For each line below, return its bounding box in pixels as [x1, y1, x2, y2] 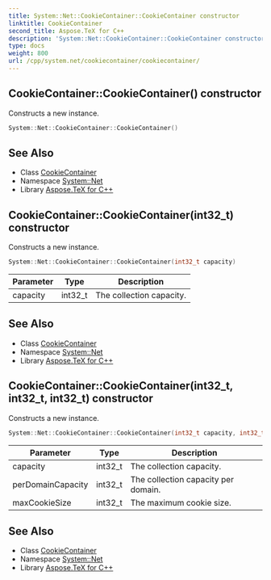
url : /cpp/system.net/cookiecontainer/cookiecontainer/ [8, 57, 200, 65]
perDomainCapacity [12, 478, 89, 490]
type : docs [8, 42, 45, 50]
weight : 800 [8, 49, 48, 57]
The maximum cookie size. [130, 497, 231, 508]
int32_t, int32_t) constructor [8, 392, 153, 406]
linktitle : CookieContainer [8, 19, 103, 27]
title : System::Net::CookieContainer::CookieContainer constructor [8, 11, 240, 20]
